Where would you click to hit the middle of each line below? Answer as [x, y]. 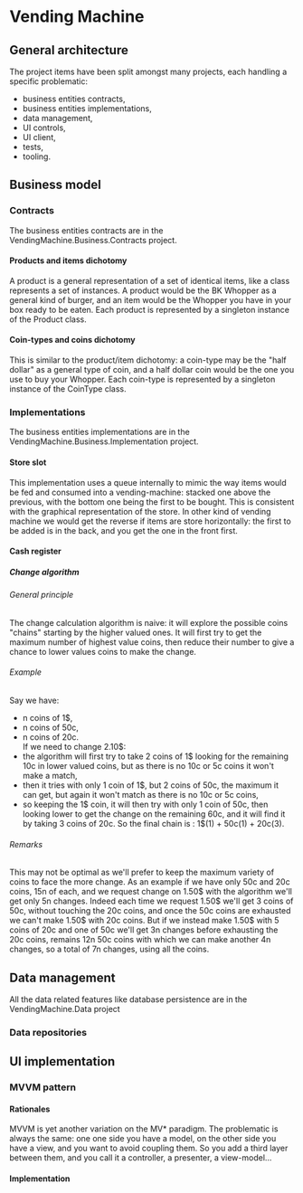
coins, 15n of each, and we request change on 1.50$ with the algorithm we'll [151, 892]
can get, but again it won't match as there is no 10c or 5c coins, [141, 794]
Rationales [30, 1109]
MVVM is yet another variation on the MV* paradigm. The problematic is [144, 1129]
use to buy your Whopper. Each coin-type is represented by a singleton [142, 379]
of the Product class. [48, 319]
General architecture [69, 50]
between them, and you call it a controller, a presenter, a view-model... [141, 1158]
